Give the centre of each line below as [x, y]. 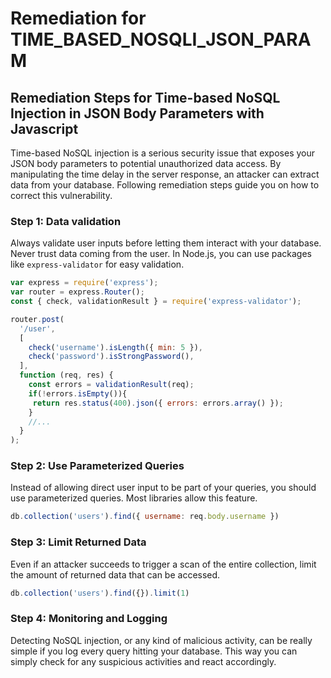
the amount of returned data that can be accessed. [115, 574]
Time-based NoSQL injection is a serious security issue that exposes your [163, 153]
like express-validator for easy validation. [97, 264]
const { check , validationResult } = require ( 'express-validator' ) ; [156, 302]
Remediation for [78, 18]
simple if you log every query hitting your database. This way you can [154, 651]
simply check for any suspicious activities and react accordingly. [143, 661]
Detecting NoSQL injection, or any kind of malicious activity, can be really [161, 640]
